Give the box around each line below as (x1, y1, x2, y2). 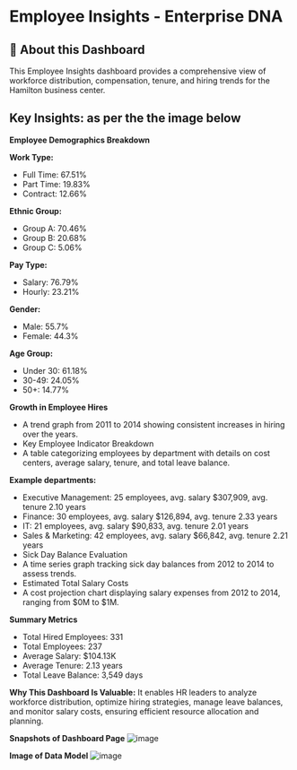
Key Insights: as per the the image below (9, 110, 241, 126)
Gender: (9, 303, 41, 315)
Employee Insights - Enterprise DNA (9, 6, 284, 27)
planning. (9, 715, 44, 726)
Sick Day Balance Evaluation (22, 549, 128, 559)
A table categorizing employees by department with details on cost (22, 447, 271, 458)
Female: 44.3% (22, 330, 79, 342)
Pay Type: (9, 259, 48, 270)
